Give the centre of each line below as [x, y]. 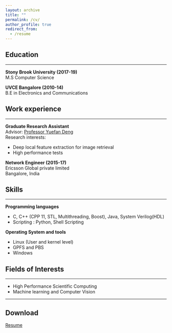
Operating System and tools [36, 232]
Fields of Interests [35, 269]
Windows [23, 253]
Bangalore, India [23, 173]
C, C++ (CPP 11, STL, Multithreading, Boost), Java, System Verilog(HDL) [89, 217]
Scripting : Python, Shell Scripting [48, 222]
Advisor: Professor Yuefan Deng [39, 132]
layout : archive [23, 10]
